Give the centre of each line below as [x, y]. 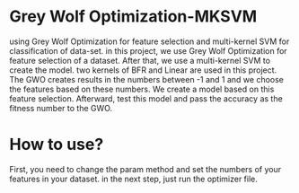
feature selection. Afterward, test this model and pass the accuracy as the [146, 98]
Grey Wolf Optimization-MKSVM [133, 17]
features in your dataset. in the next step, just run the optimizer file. [134, 179]
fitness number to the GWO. [61, 108]
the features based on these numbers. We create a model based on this [142, 89]
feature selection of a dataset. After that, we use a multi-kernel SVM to [140, 60]
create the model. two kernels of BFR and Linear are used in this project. [143, 70]
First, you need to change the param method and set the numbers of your [145, 169]
